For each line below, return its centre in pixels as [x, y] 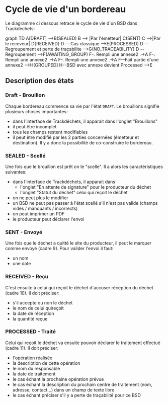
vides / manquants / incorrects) [45, 208]
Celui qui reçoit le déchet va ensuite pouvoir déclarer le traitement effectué [83, 343]
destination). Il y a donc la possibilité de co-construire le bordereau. [83, 142]
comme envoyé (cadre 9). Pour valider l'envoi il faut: [59, 249]
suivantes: [16, 172]
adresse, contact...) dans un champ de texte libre [63, 390]
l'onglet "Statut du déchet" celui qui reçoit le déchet [74, 192]
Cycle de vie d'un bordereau [66, 9]
